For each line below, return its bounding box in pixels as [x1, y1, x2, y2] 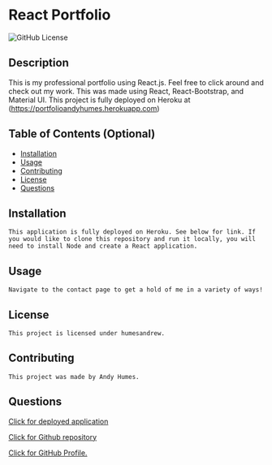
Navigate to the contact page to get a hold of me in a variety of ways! [8, 286, 264, 294]
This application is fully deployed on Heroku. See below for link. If [8, 228, 256, 236]
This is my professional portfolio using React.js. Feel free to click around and [8, 77, 264, 87]
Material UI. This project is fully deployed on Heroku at [8, 95, 191, 105]
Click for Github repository [8, 432, 97, 441]
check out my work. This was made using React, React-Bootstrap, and [8, 86, 244, 96]
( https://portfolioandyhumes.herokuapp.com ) [8, 103, 160, 113]
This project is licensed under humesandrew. [8, 329, 165, 338]
